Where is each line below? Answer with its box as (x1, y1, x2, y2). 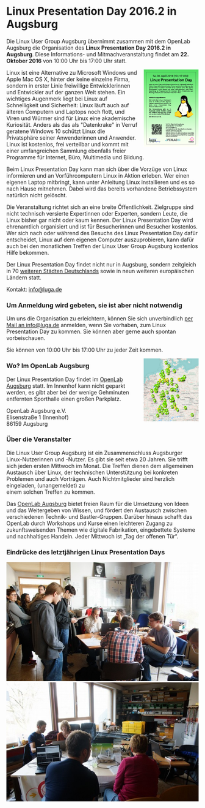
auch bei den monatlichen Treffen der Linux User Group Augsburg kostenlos (6, 242, 198, 249)
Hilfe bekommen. (6, 249, 49, 256)
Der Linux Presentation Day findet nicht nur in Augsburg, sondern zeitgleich (6, 260, 196, 268)
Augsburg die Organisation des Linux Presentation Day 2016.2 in (6, 44, 171, 51)
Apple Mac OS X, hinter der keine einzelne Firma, (6, 75, 130, 83)
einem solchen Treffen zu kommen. (6, 488, 95, 496)
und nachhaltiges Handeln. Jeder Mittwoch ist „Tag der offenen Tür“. (6, 532, 179, 540)
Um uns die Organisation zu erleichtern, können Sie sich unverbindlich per (6, 315, 193, 322)
